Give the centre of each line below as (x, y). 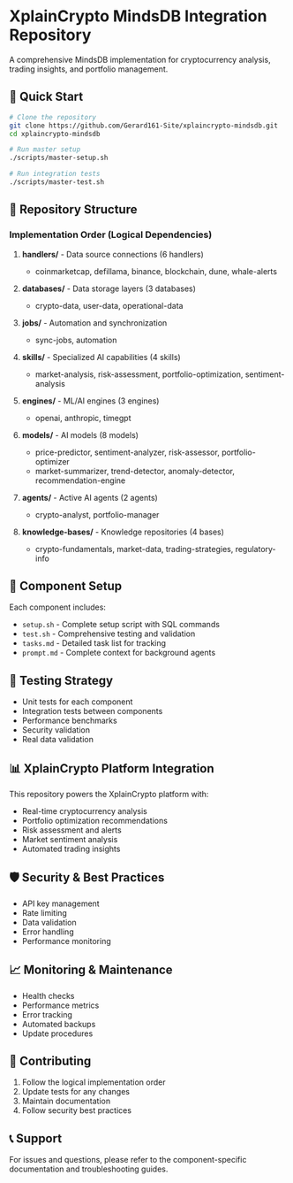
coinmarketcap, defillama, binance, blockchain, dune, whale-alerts (156, 271)
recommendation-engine (80, 480)
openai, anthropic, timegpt (83, 418)
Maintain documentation (66, 1101)
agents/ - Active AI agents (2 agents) (90, 497)
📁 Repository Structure (73, 210)
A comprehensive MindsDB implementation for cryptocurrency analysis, (140, 59)
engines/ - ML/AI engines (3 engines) (90, 401)
